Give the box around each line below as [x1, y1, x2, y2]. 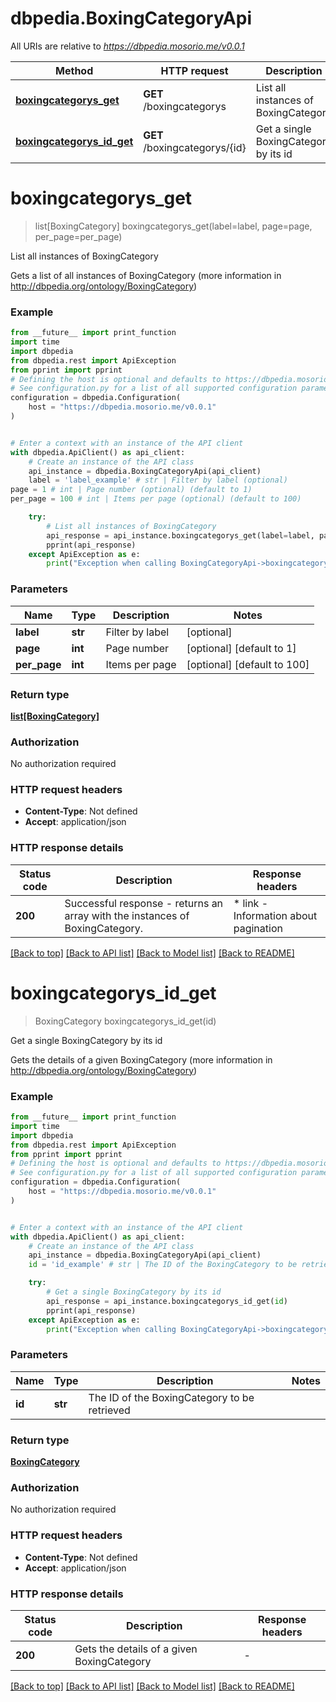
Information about [233, 908, 318, 922]
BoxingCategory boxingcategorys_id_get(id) [34, 1015, 217, 1027]
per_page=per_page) [34, 230, 123, 242]
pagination [233, 921, 283, 935]
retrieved [88, 1403, 131, 1417]
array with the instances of [64, 908, 190, 922]
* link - [233, 896, 269, 910]
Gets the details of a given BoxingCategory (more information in [10, 1053, 273, 1066]
